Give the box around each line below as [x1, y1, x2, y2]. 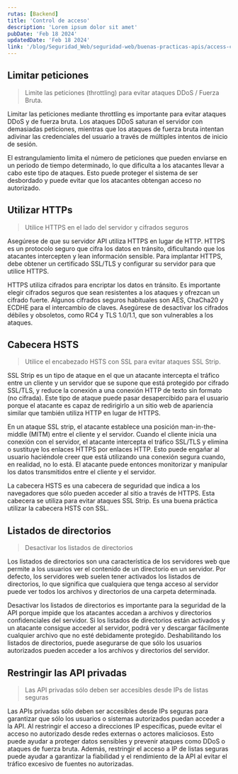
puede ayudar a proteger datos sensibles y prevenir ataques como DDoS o [7, 737, 225, 746]
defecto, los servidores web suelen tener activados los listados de [7, 572, 200, 581]
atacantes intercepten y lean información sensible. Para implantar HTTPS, [7, 252, 223, 260]
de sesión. [7, 140, 38, 148]
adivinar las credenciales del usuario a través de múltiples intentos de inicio [7, 132, 228, 140]
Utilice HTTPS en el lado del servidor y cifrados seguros [24, 223, 189, 231]
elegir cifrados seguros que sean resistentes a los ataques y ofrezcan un [7, 288, 220, 296]
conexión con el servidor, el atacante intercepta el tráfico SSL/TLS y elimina [7, 437, 229, 447]
